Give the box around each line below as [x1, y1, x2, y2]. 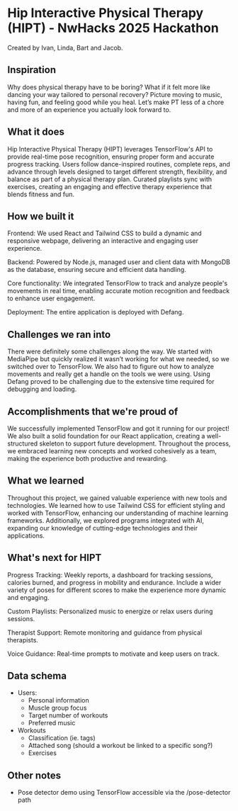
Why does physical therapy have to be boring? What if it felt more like [7, 83, 210, 91]
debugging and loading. [7, 385, 77, 394]
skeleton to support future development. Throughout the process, [39, 439, 231, 448]
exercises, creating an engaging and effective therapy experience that [7, 182, 212, 191]
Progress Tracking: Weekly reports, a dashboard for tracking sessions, [7, 570, 214, 579]
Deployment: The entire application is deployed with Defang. [7, 308, 184, 317]
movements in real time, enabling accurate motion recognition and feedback [7, 287, 230, 295]
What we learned [7, 475, 84, 487]
